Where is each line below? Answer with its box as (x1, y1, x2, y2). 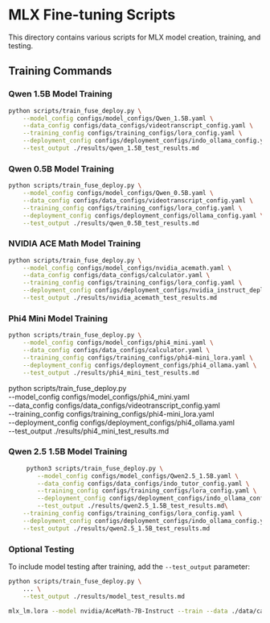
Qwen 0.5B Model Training (8, 163, 115, 174)
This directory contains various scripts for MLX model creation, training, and (8, 32, 261, 42)
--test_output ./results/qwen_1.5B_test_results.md (22, 144, 199, 152)
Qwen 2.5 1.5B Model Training (8, 446, 128, 457)
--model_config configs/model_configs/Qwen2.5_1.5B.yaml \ (37, 471, 239, 480)
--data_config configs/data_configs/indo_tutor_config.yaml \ (37, 480, 250, 488)
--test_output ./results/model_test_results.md (22, 592, 185, 600)
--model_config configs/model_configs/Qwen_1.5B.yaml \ (22, 114, 215, 123)
